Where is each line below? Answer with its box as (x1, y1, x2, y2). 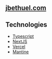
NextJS (12, 39, 27, 44)
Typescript (12, 34, 34, 39)
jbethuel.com (5, 4, 46, 12)
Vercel (12, 44, 26, 50)
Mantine (12, 49, 29, 55)
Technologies (5, 20, 48, 29)
